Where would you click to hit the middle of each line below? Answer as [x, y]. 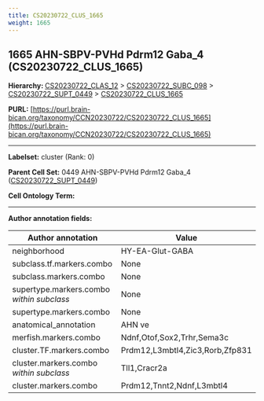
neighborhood [38, 251]
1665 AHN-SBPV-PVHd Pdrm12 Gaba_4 [106, 55]
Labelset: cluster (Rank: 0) [51, 157]
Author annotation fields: [50, 219]
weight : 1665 [29, 23]
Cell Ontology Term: [42, 196]
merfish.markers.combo [56, 337]
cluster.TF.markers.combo [61, 351]
